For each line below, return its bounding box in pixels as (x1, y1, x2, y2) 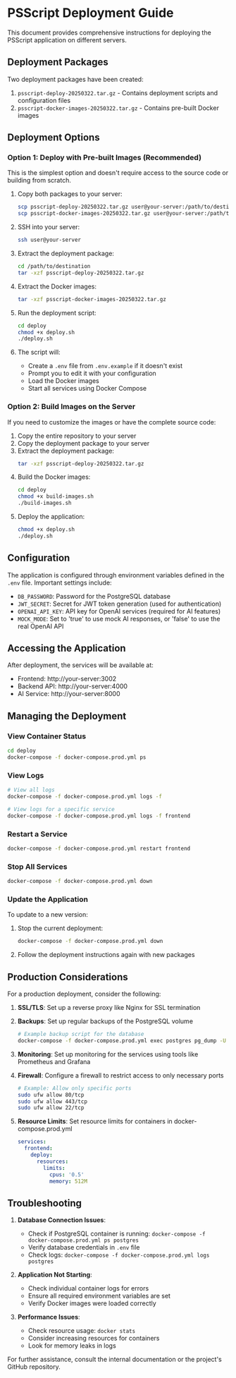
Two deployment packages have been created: (7, 75, 144, 83)
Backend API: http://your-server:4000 (17, 682, 128, 690)
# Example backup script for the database (17, 1031, 144, 1038)
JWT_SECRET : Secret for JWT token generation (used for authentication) (17, 599, 222, 608)
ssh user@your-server (17, 236, 81, 244)
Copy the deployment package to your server (17, 439, 150, 447)
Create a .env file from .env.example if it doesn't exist (27, 362, 183, 370)
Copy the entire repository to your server (17, 432, 137, 440)
